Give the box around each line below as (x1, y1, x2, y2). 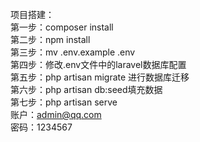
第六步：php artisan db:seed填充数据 (10, 84, 163, 95)
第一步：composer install (10, 21, 114, 33)
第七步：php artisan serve (10, 96, 118, 108)
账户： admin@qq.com (10, 109, 102, 120)
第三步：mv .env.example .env (10, 46, 136, 58)
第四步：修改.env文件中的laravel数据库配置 (10, 59, 187, 70)
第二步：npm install (10, 34, 91, 45)
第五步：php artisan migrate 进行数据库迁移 (10, 71, 190, 83)
